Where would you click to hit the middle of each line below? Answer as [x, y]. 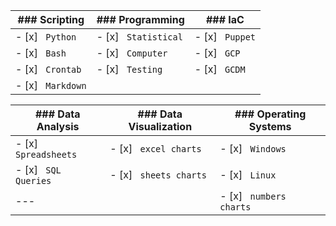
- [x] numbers [253, 196]
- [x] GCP [217, 52]
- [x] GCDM [220, 69]
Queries [33, 180]
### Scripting [51, 19]
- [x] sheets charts [158, 174]
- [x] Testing [129, 69]
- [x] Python [46, 36]
